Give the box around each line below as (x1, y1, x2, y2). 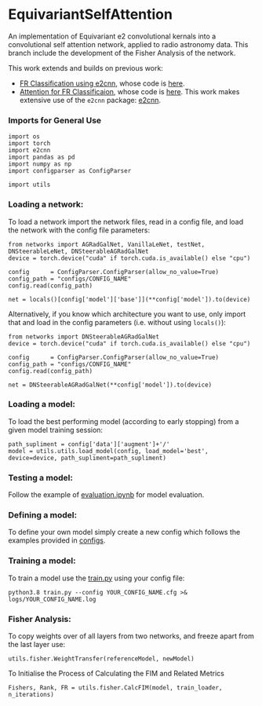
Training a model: (8, 555, 76, 566)
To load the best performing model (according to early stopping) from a (8, 416, 239, 426)
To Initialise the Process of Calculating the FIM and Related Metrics (8, 669, 225, 679)
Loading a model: (8, 399, 76, 410)
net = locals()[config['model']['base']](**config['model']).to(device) (8, 295, 251, 303)
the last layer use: (8, 640, 65, 649)
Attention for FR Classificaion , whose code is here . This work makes (19, 86, 240, 96)
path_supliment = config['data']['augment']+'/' (8, 440, 170, 448)
